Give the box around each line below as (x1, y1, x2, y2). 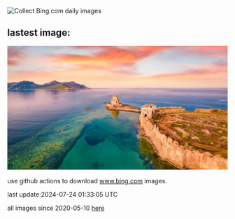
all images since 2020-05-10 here (7, 204, 105, 213)
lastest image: (7, 27, 71, 38)
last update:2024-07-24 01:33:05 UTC (7, 190, 118, 199)
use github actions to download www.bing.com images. (7, 177, 168, 185)
